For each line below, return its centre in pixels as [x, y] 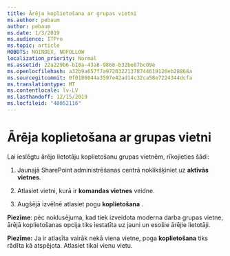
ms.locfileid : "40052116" [44, 104]
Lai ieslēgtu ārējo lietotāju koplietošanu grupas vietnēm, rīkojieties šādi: [108, 157]
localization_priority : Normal [52, 59]
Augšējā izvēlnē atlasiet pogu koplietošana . [80, 204]
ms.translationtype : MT [41, 84]
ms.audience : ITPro [35, 39]
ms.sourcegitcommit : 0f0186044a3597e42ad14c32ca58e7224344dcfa [100, 78]
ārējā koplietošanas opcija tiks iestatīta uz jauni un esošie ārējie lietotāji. [109, 224]
